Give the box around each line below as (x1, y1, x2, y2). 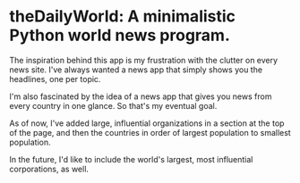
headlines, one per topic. (9, 73, 101, 84)
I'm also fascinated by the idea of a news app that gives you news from (9, 91, 272, 102)
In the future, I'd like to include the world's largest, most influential (9, 154, 253, 164)
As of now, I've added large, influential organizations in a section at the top (9, 118, 285, 129)
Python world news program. (9, 25, 231, 46)
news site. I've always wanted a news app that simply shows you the (9, 64, 262, 75)
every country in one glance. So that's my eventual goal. (9, 100, 218, 111)
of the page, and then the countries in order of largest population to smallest (9, 127, 291, 137)
